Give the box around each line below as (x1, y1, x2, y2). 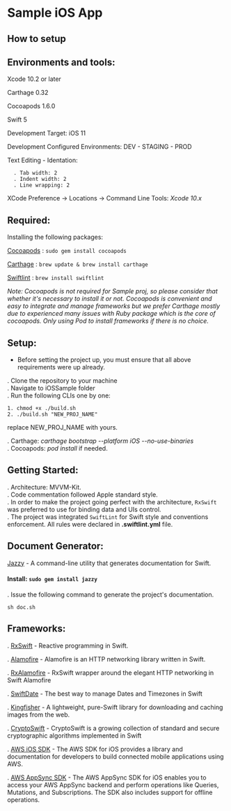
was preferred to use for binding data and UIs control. (7, 505, 161, 513)
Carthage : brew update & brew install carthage (7, 260, 148, 268)
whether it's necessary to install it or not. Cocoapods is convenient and (7, 295, 212, 303)
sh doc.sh (7, 604, 36, 611)
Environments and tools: (7, 56, 115, 68)
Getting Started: (7, 465, 79, 476)
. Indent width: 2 (13, 176, 67, 183)
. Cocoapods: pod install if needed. (7, 444, 108, 453)
